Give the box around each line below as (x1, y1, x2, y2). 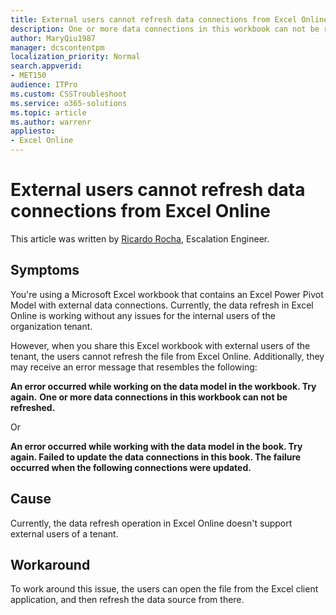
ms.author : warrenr (10, 117, 92, 127)
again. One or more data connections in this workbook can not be (10, 391, 288, 403)
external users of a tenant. (10, 527, 119, 540)
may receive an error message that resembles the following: (10, 361, 258, 373)
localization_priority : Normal (10, 52, 141, 62)
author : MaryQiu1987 (10, 33, 97, 43)
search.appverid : (10, 61, 83, 71)
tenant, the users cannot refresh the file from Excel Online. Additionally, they (10, 350, 325, 362)
